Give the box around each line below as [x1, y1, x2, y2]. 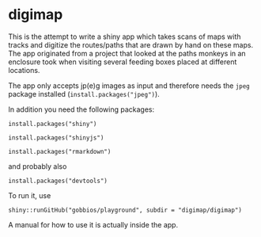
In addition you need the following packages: [8, 105, 155, 114]
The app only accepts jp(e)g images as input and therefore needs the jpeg [8, 81, 251, 90]
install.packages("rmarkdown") [8, 147, 112, 155]
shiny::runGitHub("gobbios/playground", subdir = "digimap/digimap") [8, 206, 243, 214]
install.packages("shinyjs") [8, 133, 104, 142]
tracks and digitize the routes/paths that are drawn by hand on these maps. [8, 40, 254, 49]
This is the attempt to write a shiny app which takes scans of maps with [8, 32, 241, 41]
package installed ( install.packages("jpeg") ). [8, 89, 160, 98]
